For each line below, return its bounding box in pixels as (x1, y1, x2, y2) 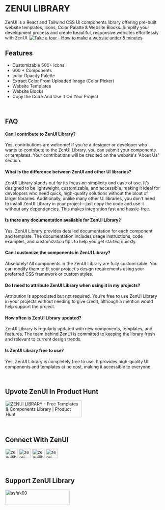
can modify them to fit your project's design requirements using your (5, 266, 144, 272)
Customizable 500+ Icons (12, 62, 65, 68)
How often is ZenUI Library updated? (5, 315, 82, 321)
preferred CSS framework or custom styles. (5, 271, 93, 277)
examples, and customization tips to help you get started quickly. (5, 238, 137, 244)
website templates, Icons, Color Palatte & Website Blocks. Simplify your (5, 24, 150, 30)
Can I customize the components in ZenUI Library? (5, 250, 110, 255)
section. (5, 158, 22, 164)
